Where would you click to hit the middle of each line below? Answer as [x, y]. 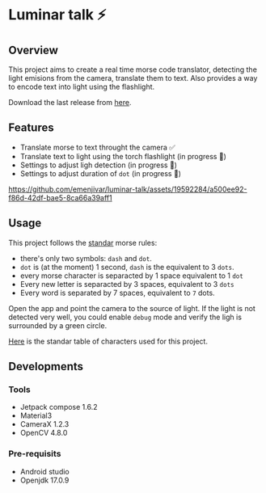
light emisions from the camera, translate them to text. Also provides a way [133, 78]
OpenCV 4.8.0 [44, 433]
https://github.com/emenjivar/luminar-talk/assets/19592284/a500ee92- [128, 189]
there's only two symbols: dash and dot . [86, 258]
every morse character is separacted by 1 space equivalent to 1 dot [132, 276]
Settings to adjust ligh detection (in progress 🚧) [99, 165]
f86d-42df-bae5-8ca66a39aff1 [60, 197]
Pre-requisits [35, 454]
